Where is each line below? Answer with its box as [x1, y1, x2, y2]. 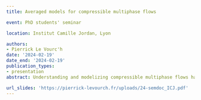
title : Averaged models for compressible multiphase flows [6, 8, 157, 15]
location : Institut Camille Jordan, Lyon [6, 30, 111, 36]
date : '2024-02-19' [6, 52, 55, 58]
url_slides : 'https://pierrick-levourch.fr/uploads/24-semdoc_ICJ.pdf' [6, 85, 188, 91]
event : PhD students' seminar [6, 19, 82, 26]
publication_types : [6, 63, 55, 69]
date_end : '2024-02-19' [6, 58, 66, 64]
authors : [6, 41, 28, 47]
